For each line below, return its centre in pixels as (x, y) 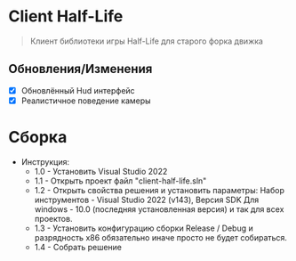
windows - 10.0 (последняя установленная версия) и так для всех (159, 209)
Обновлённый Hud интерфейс (78, 90)
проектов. (53, 218)
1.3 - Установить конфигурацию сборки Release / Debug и (144, 228)
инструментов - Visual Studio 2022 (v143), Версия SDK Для (147, 200)
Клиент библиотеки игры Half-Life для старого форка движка (147, 41)
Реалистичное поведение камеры (86, 101)
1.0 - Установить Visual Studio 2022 (101, 171)
